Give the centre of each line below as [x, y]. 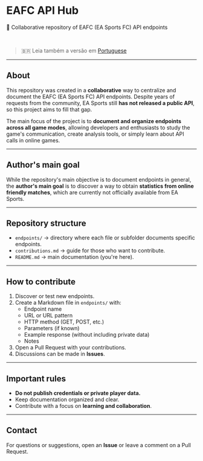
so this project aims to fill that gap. [49, 109]
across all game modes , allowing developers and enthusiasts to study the [98, 127]
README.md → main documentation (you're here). [74, 257]
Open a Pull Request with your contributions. [71, 348]
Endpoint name [43, 309]
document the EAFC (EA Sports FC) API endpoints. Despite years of [91, 97]
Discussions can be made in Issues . [60, 354]
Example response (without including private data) [87, 335]
